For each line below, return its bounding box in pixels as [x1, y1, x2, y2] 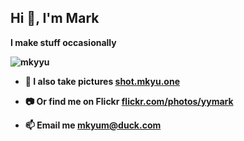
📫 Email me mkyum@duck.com [24, 119, 162, 131]
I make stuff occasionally [10, 36, 117, 48]
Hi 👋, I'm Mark [10, 10, 100, 27]
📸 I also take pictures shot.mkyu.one [24, 75, 180, 87]
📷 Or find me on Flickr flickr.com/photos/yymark [24, 95, 234, 107]
